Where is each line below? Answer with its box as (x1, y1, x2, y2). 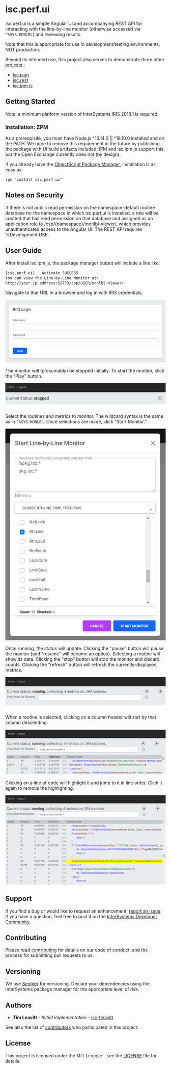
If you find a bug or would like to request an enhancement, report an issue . (5, 908, 162, 914)
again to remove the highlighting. (5, 785, 74, 791)
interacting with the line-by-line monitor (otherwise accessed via (5, 25, 141, 32)
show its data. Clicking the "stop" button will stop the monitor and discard (5, 656, 160, 662)
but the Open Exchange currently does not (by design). (5, 151, 121, 157)
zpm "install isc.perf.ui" (5, 177, 63, 182)
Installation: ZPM (5, 123, 48, 130)
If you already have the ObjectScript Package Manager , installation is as (5, 162, 156, 168)
